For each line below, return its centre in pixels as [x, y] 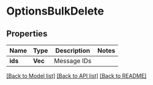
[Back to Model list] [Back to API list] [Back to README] [76, 76]
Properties [27, 34]
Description [73, 51]
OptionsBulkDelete [55, 11]
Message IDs [73, 61]
